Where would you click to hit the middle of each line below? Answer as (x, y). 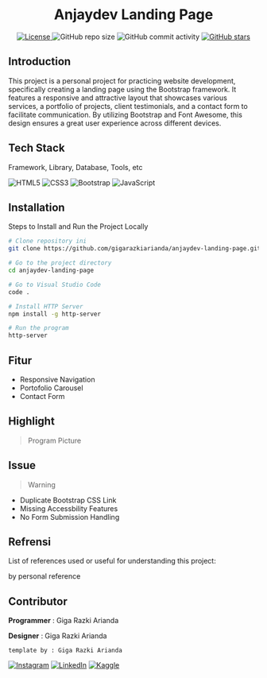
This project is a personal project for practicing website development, (122, 80)
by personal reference (44, 576)
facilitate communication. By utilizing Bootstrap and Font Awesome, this (125, 114)
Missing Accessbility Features (69, 508)
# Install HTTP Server (46, 306)
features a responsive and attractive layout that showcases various (118, 98)
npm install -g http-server (55, 314)
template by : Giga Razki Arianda (66, 651)
